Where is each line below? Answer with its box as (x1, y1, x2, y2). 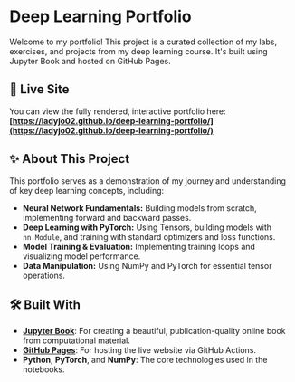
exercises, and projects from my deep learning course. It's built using (9, 45, 269, 56)
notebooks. (22, 364, 65, 375)
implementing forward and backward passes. (22, 212, 192, 223)
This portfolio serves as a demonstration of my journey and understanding (9, 175, 287, 186)
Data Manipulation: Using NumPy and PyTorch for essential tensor (22, 260, 272, 271)
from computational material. (22, 335, 131, 346)
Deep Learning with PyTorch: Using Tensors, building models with (22, 222, 272, 233)
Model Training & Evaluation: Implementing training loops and (22, 241, 256, 252)
